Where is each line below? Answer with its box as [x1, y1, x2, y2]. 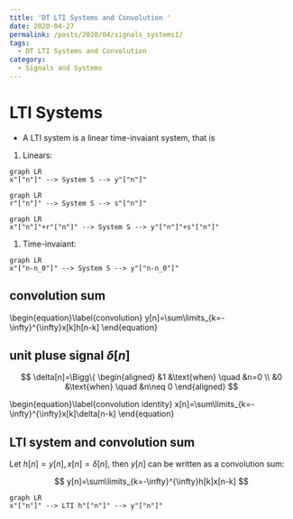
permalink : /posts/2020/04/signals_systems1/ [9, 30, 183, 39]
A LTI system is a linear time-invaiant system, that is [22, 132, 215, 143]
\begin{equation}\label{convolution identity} [9, 399, 173, 410]
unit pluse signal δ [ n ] [9, 348, 131, 364]
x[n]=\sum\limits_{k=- [174, 399, 255, 410]
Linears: [22, 150, 53, 161]
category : [9, 55, 47, 64]
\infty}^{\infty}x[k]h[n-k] [9, 321, 100, 332]
